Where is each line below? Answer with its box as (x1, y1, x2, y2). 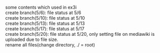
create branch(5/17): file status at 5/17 (5, 26, 85, 32)
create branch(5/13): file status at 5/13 (5, 20, 85, 26)
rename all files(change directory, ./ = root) (5, 42, 95, 47)
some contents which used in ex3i (5, 5, 77, 10)
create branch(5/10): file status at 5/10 (5, 15, 85, 21)
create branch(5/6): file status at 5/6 (5, 10, 81, 16)
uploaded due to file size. (5, 36, 58, 42)
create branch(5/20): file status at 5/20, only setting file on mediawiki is (5, 31, 155, 37)
